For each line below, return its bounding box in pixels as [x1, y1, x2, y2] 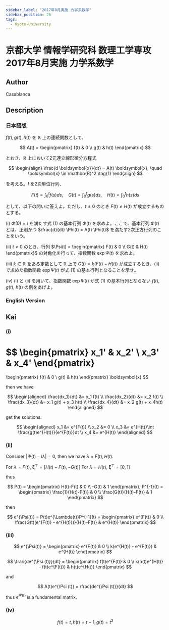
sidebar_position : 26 [6, 12, 51, 17]
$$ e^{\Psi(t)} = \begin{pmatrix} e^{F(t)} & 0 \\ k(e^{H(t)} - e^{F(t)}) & [14, 543, 157, 549]
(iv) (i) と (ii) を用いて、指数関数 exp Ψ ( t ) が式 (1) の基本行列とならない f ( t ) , [6, 278, 160, 284]
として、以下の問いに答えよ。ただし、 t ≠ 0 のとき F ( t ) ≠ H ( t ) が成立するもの [6, 203, 164, 210]
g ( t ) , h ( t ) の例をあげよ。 [6, 284, 55, 290]
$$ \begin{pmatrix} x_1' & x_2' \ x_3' [6, 347, 159, 358]
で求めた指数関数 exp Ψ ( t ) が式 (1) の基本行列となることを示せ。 [6, 267, 139, 273]
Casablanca [6, 91, 31, 98]
